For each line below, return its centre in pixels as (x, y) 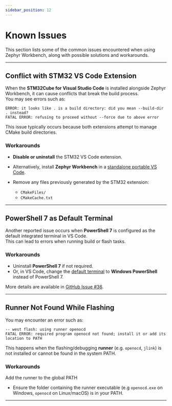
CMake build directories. (31, 132)
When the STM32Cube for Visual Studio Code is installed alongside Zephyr (86, 88)
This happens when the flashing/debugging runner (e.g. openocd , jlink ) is (83, 348)
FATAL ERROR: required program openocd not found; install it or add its (86, 334)
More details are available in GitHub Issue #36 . (55, 287)
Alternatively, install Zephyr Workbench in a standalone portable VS (85, 166)
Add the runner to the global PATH (41, 377)
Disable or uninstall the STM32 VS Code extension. (67, 157)
